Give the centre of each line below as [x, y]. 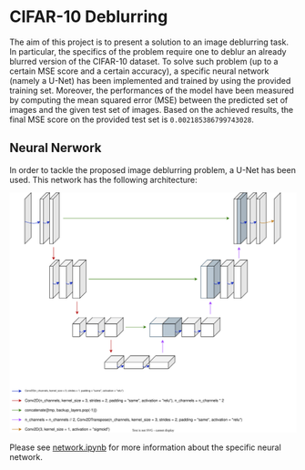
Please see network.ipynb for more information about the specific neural [146, 447]
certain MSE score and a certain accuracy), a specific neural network [139, 71]
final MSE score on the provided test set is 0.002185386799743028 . [132, 119]
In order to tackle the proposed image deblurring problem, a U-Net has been [152, 169]
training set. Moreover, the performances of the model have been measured [152, 90]
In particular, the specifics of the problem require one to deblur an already [148, 51]
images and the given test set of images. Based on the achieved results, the [152, 109]
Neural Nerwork [56, 148]
